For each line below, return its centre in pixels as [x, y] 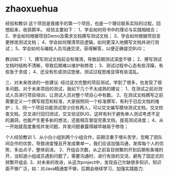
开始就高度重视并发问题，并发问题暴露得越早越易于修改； [69, 126]
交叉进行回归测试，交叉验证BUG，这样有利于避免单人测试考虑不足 [91, 114]
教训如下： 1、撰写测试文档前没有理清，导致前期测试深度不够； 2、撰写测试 [84, 59]
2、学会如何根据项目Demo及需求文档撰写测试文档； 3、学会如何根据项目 [81, 36]
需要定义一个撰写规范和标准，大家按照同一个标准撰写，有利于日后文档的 [80, 101]
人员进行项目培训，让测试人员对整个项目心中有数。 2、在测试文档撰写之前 [86, 95]
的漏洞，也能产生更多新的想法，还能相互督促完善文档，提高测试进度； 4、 [82, 120]
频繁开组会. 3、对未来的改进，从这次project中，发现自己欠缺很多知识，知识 [83, 162]
